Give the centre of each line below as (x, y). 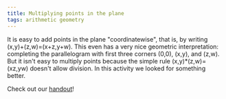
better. (16, 75)
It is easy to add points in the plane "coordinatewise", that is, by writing (108, 39)
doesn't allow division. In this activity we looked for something (118, 68)
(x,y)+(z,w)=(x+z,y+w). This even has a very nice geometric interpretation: (113, 46)
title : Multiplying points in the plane (66, 13)
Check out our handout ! (41, 89)
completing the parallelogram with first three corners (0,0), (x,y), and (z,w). (113, 54)
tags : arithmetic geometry (46, 20)
